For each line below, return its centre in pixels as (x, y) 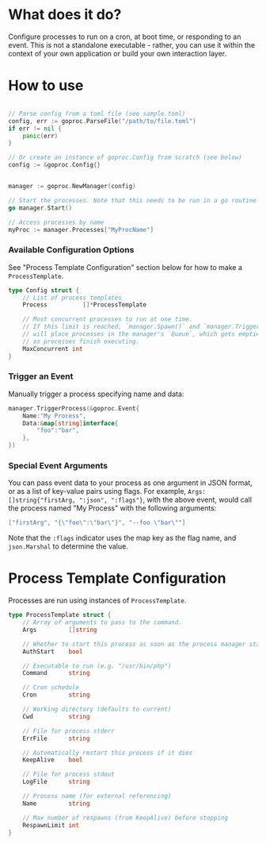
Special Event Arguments (58, 466)
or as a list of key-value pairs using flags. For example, (97, 491)
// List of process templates (72, 298)
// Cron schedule (51, 688)
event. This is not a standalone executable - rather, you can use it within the (132, 44)
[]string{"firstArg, (42, 501)
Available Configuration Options (71, 250)
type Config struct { (44, 290)
